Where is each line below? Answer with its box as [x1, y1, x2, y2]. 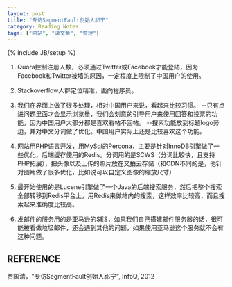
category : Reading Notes [7, 23, 79, 30]
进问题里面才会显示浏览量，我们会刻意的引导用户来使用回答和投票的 [17, 110, 212, 118]
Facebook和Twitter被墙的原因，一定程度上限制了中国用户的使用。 [17, 72, 206, 80]
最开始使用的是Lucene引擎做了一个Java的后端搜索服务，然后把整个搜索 [17, 183, 222, 191]
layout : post [7, 10, 45, 17]
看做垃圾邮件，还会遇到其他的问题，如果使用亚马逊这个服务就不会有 [29, 224, 224, 232]
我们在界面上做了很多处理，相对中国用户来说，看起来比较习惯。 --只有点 [17, 101, 225, 110]
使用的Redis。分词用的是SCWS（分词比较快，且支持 [65, 151, 216, 159]
